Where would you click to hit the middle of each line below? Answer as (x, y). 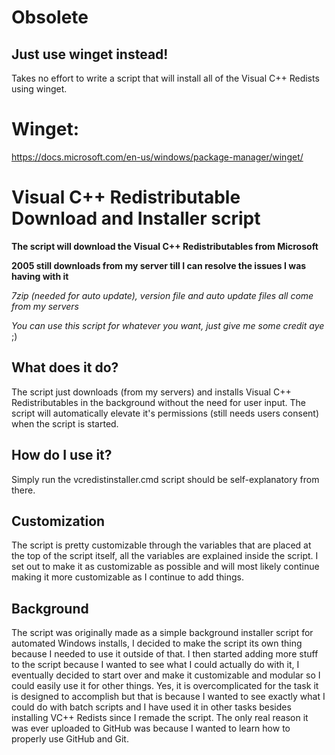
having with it (40, 276)
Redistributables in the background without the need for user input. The (158, 402)
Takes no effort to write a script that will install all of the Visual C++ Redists (165, 78)
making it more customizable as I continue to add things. (127, 577)
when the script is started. (65, 423)
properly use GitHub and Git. (70, 739)
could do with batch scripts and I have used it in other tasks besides (151, 707)
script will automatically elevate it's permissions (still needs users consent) (165, 413)
